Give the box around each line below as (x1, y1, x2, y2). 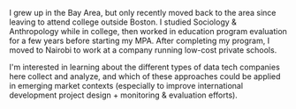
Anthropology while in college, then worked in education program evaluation (9, 26, 287, 36)
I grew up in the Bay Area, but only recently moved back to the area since (9, 8, 277, 18)
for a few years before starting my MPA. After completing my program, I (9, 35, 270, 46)
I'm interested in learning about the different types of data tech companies (9, 62, 280, 72)
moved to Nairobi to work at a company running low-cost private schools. (9, 45, 277, 55)
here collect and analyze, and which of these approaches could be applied (9, 71, 281, 82)
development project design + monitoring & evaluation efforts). (9, 90, 239, 100)
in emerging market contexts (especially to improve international (9, 81, 244, 91)
